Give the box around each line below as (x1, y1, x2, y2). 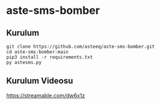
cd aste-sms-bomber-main (6, 49, 69, 55)
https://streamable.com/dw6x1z (6, 92, 86, 99)
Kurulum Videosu (6, 76, 74, 86)
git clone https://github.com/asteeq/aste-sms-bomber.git (6, 43, 155, 49)
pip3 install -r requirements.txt (6, 54, 93, 60)
